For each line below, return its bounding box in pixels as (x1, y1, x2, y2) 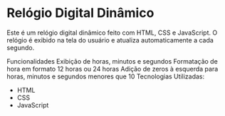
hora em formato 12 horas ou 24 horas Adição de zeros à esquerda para (6, 64, 219, 73)
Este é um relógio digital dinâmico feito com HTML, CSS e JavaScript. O (6, 28, 218, 37)
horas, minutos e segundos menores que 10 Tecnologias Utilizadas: (6, 72, 204, 81)
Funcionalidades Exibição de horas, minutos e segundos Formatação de (6, 57, 218, 65)
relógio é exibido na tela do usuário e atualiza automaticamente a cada (6, 35, 214, 44)
